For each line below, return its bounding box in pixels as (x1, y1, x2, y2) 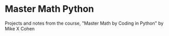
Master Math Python (5, 3, 95, 15)
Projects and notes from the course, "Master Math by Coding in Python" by (5, 20, 164, 26)
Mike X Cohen (5, 25, 35, 31)
